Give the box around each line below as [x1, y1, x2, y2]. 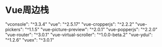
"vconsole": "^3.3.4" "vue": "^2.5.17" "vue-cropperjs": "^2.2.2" [5, 21, 134, 27]
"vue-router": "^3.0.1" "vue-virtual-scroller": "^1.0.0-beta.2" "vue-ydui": [5, 32, 153, 38]
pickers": [5, 26, 24, 32]
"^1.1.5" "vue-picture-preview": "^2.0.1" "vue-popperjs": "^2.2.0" [25, 26, 158, 32]
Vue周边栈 [5, 4, 49, 16]
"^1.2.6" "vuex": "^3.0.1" [5, 37, 54, 43]
